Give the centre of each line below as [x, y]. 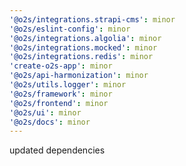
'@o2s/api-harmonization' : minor [79, 76]
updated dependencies [57, 150]
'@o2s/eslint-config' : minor [70, 29]
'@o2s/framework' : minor [61, 94]
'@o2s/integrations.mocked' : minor [83, 47]
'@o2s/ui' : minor [45, 112]
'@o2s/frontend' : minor [59, 103]
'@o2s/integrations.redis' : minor [81, 57]
